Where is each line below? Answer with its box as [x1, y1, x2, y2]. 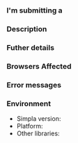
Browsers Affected [6, 61, 72, 71]
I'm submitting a [6, 6, 63, 15]
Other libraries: [16, 129, 60, 137]
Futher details [6, 42, 55, 52]
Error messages [6, 80, 62, 90]
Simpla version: [16, 114, 61, 123]
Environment [6, 99, 52, 108]
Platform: [16, 121, 43, 130]
